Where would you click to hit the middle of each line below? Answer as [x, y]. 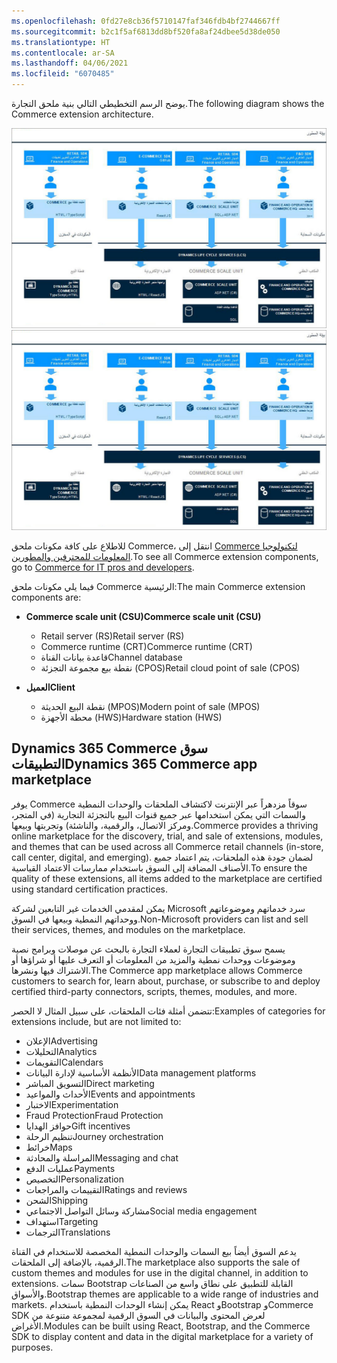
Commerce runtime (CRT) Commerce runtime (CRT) [146, 646]
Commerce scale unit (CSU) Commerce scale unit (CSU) [143, 616]
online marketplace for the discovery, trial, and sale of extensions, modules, [167, 836]
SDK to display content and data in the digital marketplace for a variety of [162, 1336]
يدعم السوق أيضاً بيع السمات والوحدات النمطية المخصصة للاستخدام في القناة [154, 1251]
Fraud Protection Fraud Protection [94, 1115]
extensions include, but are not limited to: [96, 1021]
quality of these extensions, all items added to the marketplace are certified [167, 878]
